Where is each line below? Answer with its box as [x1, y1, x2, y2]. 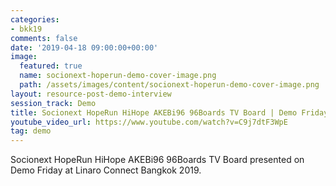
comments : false [10, 33, 78, 43]
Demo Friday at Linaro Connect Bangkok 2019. [10, 164, 202, 176]
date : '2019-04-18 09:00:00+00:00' [10, 42, 159, 53]
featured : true [19, 61, 83, 71]
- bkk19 [10, 24, 43, 34]
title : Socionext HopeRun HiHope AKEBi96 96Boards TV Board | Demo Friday [10, 107, 329, 118]
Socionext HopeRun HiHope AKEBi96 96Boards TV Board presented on [10, 154, 305, 166]
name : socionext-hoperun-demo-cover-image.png [19, 71, 217, 81]
